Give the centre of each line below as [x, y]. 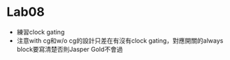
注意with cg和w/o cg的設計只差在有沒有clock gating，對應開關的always [120, 40]
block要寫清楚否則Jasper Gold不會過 [70, 49]
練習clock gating [41, 32]
